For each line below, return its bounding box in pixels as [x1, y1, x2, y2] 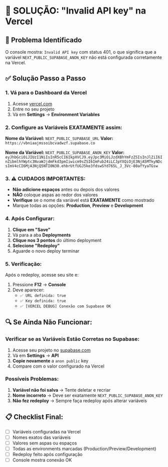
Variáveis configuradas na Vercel [12, 428, 81, 434]
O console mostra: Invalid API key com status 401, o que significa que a [5, 49, 156, 55]
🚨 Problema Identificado [5, 36, 82, 44]
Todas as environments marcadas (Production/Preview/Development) [12, 445, 156, 451]
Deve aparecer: [12, 287, 45, 293]
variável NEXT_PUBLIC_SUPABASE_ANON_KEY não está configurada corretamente [5, 54, 162, 60]
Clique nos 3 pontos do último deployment [12, 237, 102, 243]
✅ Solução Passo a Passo [5, 74, 86, 83]
